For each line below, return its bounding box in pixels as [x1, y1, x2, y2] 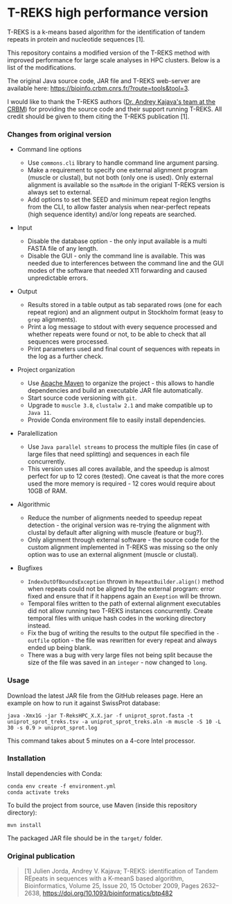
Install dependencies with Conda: [7, 769, 102, 777]
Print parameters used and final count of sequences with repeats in [27, 345, 220, 353]
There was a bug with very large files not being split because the [27, 651, 213, 659]
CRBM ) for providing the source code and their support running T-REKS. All [7, 105, 222, 113]
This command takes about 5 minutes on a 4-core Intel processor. [7, 736, 196, 745]
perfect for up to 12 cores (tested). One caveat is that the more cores [27, 472, 224, 481]
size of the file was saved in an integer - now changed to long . [27, 658, 208, 666]
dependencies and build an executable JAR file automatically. [27, 387, 203, 395]
